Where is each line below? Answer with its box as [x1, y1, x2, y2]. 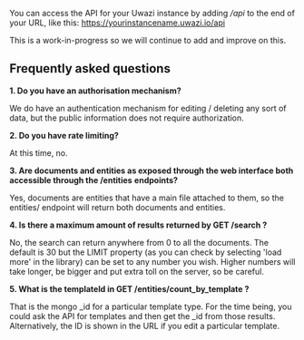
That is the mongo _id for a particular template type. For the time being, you [9, 301, 292, 312]
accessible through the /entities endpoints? [9, 174, 179, 185]
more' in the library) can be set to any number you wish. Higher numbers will [9, 256, 296, 267]
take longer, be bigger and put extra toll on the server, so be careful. [9, 266, 265, 277]
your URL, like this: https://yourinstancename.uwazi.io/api [9, 17, 225, 28]
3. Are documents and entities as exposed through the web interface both [9, 165, 294, 176]
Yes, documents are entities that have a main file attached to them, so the [9, 192, 284, 203]
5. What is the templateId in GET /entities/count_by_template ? [9, 283, 250, 294]
